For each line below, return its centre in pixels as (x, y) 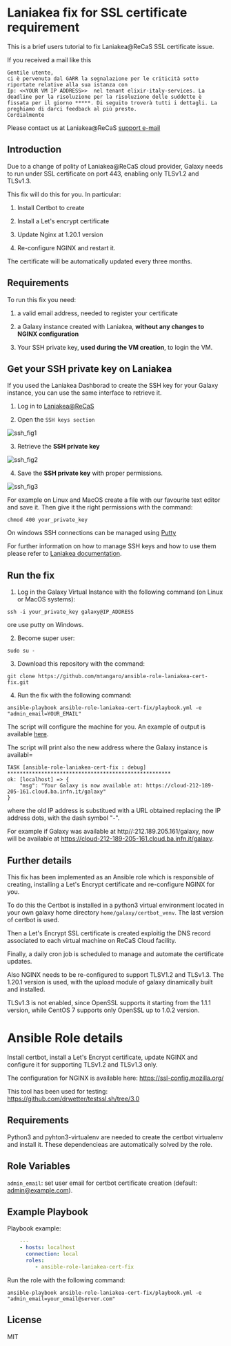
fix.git (18, 682)
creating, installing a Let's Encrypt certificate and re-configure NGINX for (111, 884)
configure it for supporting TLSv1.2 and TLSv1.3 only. (82, 1064)
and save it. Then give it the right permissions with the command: (100, 507)
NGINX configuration (48, 334)
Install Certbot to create (51, 207)
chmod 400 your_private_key (48, 520)
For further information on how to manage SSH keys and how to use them (112, 546)
